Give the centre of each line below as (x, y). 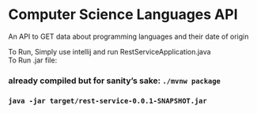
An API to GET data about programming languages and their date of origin (128, 36)
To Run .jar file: (33, 60)
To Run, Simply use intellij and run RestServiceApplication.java (110, 51)
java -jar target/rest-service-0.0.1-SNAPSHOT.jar (108, 101)
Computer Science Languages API (123, 15)
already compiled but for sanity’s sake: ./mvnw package (115, 81)
